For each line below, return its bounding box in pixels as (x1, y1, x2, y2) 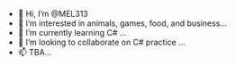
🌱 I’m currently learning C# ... (17, 28, 127, 37)
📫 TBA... (17, 47, 52, 57)
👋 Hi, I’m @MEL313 (17, 9, 88, 19)
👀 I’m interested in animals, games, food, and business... (17, 18, 228, 29)
